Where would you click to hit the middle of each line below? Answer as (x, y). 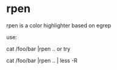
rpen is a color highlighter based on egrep (59, 25)
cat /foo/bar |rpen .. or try (38, 49)
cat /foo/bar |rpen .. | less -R (42, 60)
